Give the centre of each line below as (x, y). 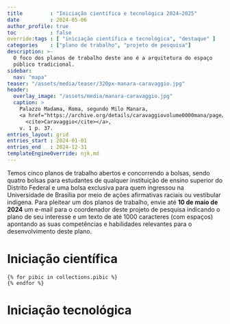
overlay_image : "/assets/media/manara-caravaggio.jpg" (93, 97)
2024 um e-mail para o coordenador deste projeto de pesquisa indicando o (114, 209)
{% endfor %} (26, 283)
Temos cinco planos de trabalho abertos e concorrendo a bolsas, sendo (108, 173)
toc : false (39, 33)
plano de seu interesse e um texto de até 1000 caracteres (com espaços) (110, 216)
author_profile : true (38, 26)
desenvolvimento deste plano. (50, 231)
